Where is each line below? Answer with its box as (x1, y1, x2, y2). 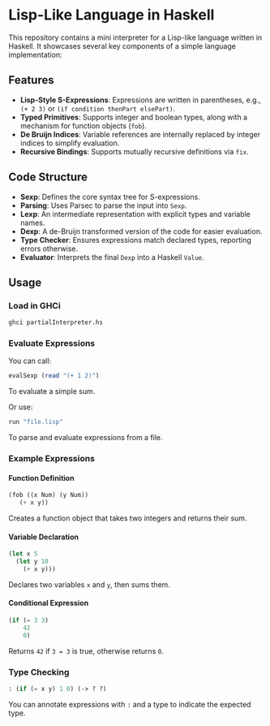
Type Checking (8, 666, 70, 677)
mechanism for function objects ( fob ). (19, 120, 148, 131)
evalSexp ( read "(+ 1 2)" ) (8, 372, 100, 380)
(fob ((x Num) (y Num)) (8, 491, 89, 499)
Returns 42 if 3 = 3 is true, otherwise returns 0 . (8, 646, 164, 655)
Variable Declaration (8, 532, 79, 542)
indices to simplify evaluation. (19, 138, 120, 148)
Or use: (8, 402, 33, 412)
